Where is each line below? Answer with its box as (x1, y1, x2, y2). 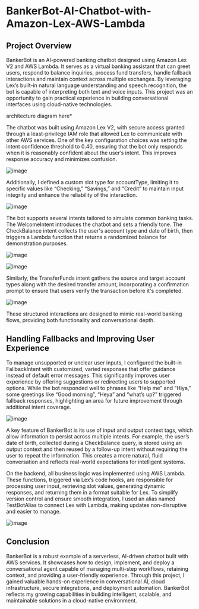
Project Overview (6, 41, 72, 51)
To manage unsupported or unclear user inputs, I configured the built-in (6, 359, 182, 366)
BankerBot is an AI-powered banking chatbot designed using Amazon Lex (6, 57, 187, 63)
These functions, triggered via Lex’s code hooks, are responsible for (6, 476, 173, 483)
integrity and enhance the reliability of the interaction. (6, 191, 138, 198)
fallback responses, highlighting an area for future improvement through (6, 397, 183, 404)
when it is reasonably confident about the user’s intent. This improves (6, 149, 176, 156)
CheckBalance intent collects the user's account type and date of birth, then (6, 227, 193, 234)
